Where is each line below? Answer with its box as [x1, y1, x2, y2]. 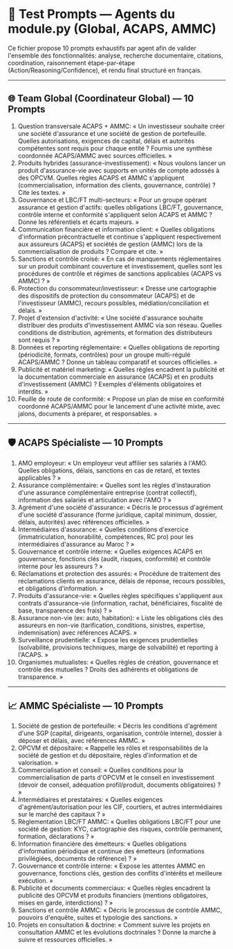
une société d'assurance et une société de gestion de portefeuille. [17, 129, 207, 137]
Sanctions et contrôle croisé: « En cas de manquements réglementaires [17, 255, 222, 263]
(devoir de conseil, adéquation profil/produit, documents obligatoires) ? [17, 780, 221, 789]
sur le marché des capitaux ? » [17, 810, 106, 819]
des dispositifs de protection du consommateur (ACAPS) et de [17, 291, 196, 300]
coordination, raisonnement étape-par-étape [8, 58, 136, 67]
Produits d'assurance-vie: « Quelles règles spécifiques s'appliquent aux [17, 591, 223, 599]
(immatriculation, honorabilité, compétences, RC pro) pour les [17, 532, 194, 540]
